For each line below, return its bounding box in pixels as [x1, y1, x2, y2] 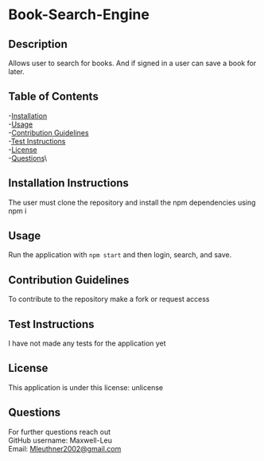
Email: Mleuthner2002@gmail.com [8, 443, 122, 453]
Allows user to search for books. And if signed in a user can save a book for [8, 58, 257, 68]
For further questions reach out [8, 427, 111, 436]
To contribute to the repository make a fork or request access [8, 295, 210, 304]
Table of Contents [8, 90, 99, 104]
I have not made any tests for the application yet [8, 338, 166, 348]
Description [8, 37, 68, 51]
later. [8, 67, 25, 76]
